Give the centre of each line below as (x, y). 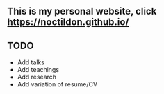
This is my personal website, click (82, 11)
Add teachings (38, 70)
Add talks (31, 62)
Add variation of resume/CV (57, 84)
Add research (37, 77)
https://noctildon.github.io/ (68, 22)
